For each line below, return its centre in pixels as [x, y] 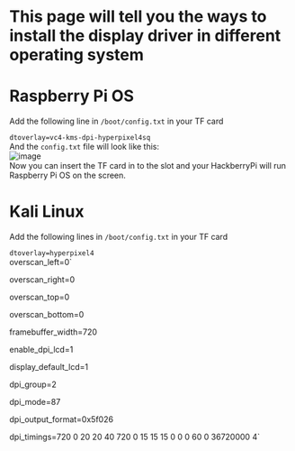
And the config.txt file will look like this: [85, 147]
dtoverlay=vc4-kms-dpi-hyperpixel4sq [80, 138]
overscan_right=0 [42, 280]
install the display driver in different [145, 36]
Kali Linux [47, 212]
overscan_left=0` [41, 262]
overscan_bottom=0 [47, 315]
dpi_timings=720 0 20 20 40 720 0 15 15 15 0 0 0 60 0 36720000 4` [135, 437]
